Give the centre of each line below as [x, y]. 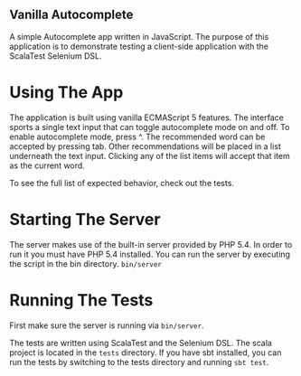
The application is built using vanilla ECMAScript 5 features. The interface [147, 117]
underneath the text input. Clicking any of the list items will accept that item [150, 155]
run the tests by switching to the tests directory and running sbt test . [139, 362]
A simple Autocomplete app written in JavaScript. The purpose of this [139, 36]
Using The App [66, 92]
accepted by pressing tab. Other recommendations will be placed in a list [146, 146]
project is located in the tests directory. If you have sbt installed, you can [146, 352]
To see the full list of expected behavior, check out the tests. [122, 183]
